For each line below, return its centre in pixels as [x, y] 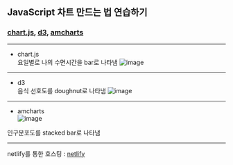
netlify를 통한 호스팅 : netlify [46, 153]
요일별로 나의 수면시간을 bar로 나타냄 [67, 62]
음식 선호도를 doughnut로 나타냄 [61, 90]
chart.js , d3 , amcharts [45, 32]
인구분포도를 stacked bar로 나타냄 [54, 133]
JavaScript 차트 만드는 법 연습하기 [77, 12]
